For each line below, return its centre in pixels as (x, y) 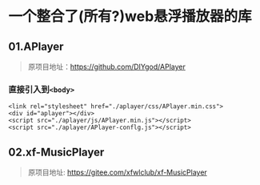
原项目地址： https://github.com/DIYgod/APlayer (106, 66)
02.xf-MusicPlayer (56, 152)
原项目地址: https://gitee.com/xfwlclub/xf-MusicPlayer (118, 172)
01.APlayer (36, 46)
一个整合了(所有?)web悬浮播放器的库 (130, 16)
